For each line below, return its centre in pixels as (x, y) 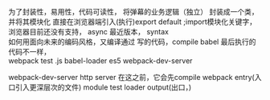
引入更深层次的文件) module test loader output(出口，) (103, 87)
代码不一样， (29, 52)
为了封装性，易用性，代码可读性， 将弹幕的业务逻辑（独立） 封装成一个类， (133, 12)
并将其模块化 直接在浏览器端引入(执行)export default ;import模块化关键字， (133, 22)
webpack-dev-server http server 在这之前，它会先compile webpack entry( (131, 77)
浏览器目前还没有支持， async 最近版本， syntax (88, 32)
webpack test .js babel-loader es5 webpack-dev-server (100, 61)
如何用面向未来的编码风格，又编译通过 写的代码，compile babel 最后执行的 (132, 42)
